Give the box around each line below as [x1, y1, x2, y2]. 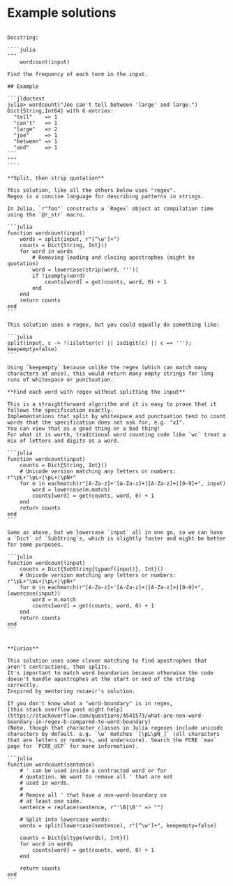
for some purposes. [7, 541, 64, 548]
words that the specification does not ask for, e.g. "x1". [7, 419, 186, 426]
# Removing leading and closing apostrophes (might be [32, 253, 195, 261]
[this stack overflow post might [7, 706, 105, 713]
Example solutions [7, 5, 116, 21]
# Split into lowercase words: [20, 815, 111, 823]
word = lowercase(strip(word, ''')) [32, 266, 139, 273]
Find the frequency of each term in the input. [7, 71, 149, 77]
